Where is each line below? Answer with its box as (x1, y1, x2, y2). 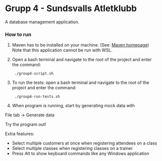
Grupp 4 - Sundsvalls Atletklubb (5, 3, 137, 14)
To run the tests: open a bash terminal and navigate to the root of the (12, 80, 149, 85)
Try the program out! (5, 122, 46, 128)
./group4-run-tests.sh (14, 94, 60, 99)
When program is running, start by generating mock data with (12, 103, 135, 109)
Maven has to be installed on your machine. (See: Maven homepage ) (12, 42, 149, 48)
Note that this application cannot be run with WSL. (12, 47, 113, 53)
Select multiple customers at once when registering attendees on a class (12, 140, 157, 146)
